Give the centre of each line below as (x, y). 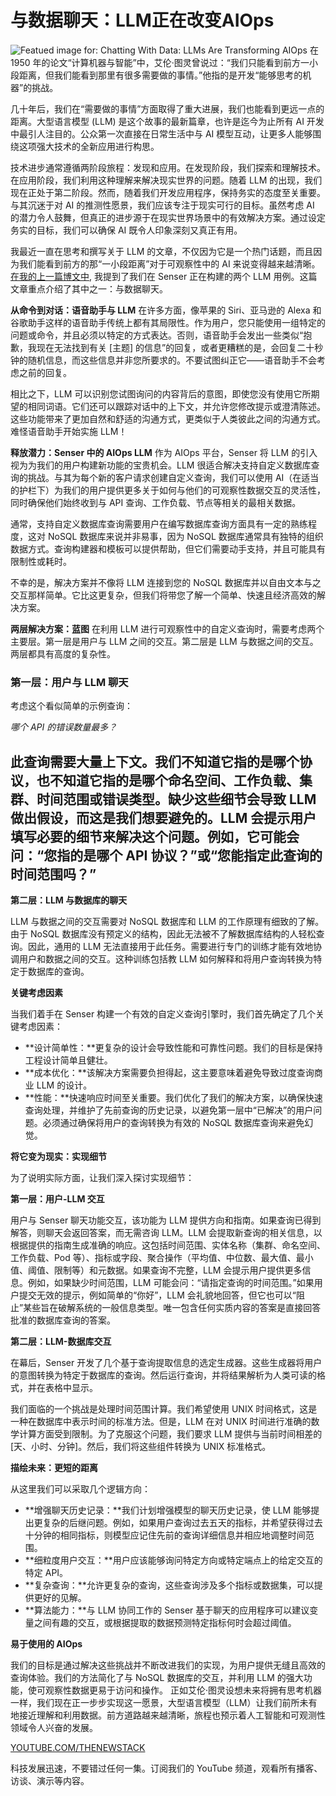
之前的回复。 (45, 372)
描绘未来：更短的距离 (54, 1468)
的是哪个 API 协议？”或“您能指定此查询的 (196, 855)
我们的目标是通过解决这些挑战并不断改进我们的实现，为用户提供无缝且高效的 (168, 1665)
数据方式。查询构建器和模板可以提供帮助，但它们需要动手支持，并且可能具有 (168, 548)
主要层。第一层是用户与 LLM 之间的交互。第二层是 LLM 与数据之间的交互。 (164, 641)
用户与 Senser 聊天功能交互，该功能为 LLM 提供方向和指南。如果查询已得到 (166, 1220)
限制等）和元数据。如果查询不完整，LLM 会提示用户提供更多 (178, 1270)
